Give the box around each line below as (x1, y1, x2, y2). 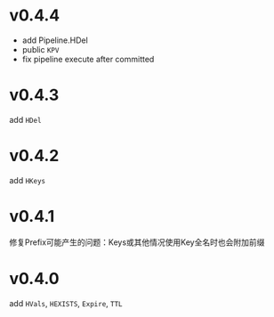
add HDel (9, 114, 42, 125)
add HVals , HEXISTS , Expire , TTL (9, 297, 123, 308)
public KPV (21, 44, 60, 54)
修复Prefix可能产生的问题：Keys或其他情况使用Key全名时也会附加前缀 (9, 237, 265, 248)
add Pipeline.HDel (21, 35, 89, 45)
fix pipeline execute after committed (21, 53, 155, 64)
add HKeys (9, 175, 46, 185)
